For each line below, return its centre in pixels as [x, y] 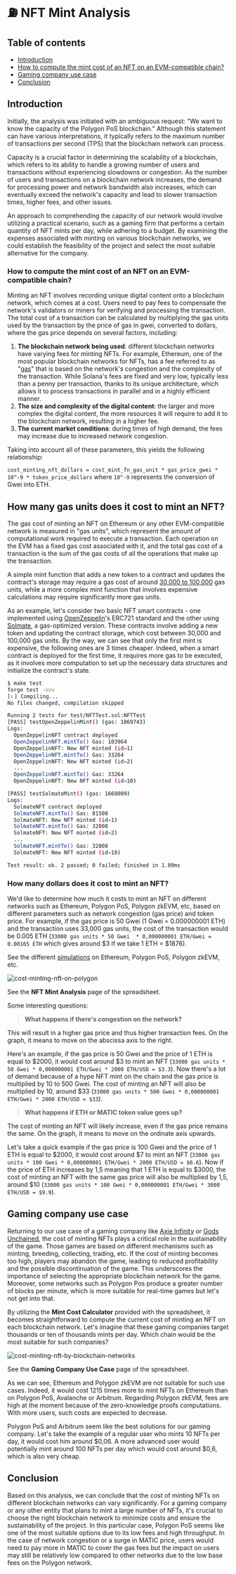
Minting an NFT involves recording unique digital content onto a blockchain [116, 296]
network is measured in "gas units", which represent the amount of [104, 531]
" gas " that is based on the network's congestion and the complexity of [120, 369]
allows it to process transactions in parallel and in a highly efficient [114, 391]
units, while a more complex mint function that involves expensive [103, 589]
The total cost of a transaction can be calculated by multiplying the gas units [118, 318]
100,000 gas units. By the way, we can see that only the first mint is [105, 640]
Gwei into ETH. [29, 485]
